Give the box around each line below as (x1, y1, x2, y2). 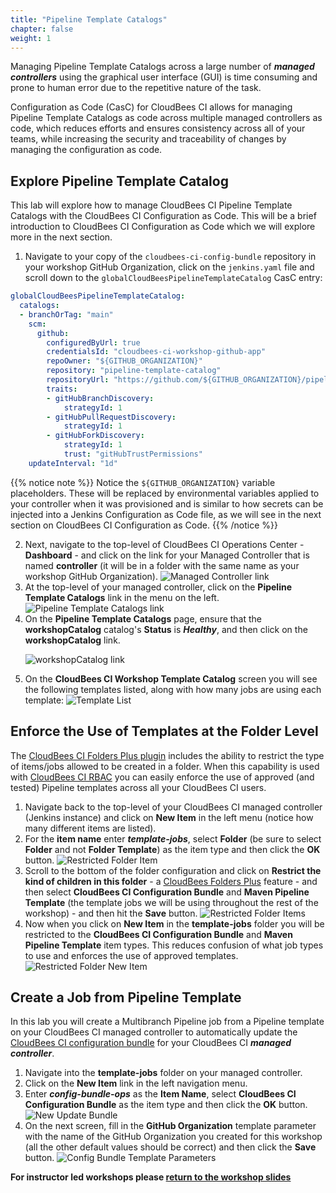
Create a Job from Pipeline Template (10, 989, 242, 1006)
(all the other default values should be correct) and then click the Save (24, 1141, 317, 1153)
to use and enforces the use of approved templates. (24, 949, 239, 961)
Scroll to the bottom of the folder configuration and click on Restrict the (24, 864, 322, 876)
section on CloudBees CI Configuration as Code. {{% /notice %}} (10, 519, 278, 531)
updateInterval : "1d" (28, 458, 118, 468)
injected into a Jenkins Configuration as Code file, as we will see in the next (10, 508, 322, 520)
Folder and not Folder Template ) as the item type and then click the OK (24, 843, 321, 855)
